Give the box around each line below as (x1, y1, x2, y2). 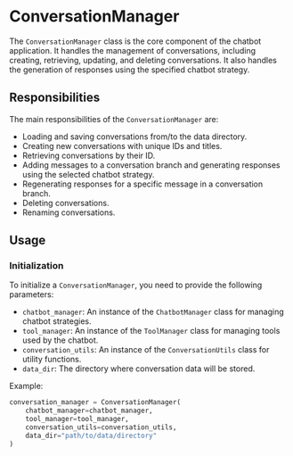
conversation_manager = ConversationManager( (9, 398, 181, 407)
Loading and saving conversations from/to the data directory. (21, 131, 248, 142)
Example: (9, 381, 44, 392)
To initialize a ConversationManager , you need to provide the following (9, 279, 263, 291)
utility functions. (21, 354, 82, 365)
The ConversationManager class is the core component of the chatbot (9, 36, 262, 46)
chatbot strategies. (21, 316, 92, 327)
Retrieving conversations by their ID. (21, 150, 156, 161)
